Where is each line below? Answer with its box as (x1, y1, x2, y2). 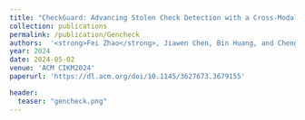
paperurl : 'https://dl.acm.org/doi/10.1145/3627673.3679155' (9, 72, 246, 81)
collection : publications (9, 22, 107, 31)
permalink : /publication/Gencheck (9, 30, 141, 39)
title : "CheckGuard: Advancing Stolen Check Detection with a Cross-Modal (9, 13, 299, 23)
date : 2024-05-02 (9, 55, 75, 64)
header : (9, 88, 39, 97)
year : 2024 (9, 47, 51, 56)
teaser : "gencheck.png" (17, 97, 107, 106)
